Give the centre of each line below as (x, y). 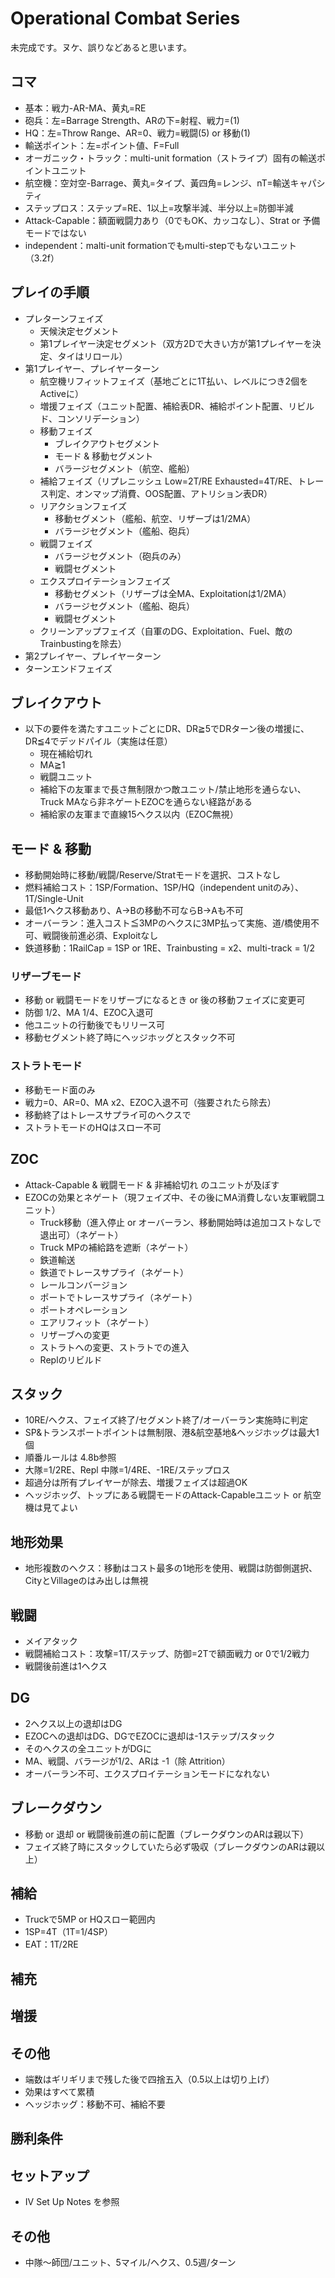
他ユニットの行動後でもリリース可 (95, 1025)
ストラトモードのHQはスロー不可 (93, 1127)
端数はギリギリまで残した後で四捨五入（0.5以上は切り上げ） (149, 2079)
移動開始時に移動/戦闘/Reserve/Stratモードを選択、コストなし (152, 875)
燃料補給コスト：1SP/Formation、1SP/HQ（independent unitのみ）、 (164, 888)
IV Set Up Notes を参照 (72, 2202)
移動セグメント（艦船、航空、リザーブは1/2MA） (155, 518)
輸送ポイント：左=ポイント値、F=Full (102, 145)
